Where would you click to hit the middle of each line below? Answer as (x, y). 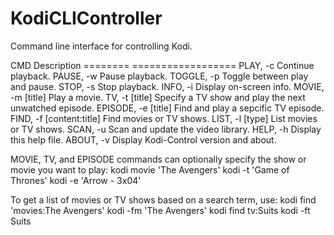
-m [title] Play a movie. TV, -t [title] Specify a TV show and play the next (158, 97)
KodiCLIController (86, 18)
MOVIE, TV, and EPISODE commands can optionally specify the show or (158, 159)
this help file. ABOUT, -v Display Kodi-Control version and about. (143, 139)
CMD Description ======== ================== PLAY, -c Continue (162, 65)
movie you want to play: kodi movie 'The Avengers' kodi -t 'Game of (150, 169)
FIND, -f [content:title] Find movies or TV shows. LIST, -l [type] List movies (164, 118)
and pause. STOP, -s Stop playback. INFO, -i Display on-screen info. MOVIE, (167, 86)
